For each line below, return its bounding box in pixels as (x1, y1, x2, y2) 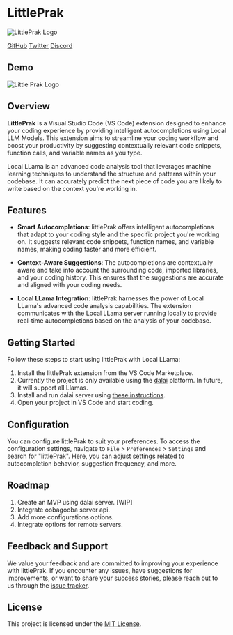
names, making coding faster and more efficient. (17, 245, 157, 254)
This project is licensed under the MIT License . (7, 620, 142, 628)
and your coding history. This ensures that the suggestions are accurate (17, 273, 224, 282)
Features (7, 204, 47, 216)
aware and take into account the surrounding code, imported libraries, (17, 266, 218, 275)
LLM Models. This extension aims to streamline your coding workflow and (7, 134, 219, 142)
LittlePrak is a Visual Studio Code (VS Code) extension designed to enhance (7, 118, 227, 127)
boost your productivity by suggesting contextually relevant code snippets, (7, 141, 223, 149)
